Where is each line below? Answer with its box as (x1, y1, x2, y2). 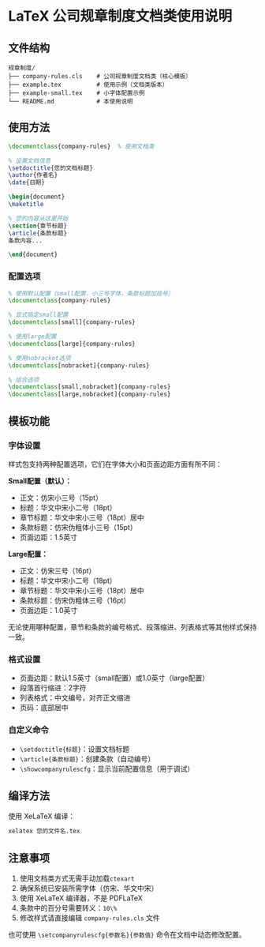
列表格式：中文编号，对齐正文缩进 (19, 693, 131, 703)
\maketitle (8, 201, 44, 209)
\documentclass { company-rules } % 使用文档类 (8, 142, 155, 150)
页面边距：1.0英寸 (19, 605, 78, 614)
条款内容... (8, 236, 43, 245)
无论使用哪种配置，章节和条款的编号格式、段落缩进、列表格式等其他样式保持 (8, 622, 257, 632)
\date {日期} (8, 179, 45, 186)
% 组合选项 (8, 376, 39, 384)
